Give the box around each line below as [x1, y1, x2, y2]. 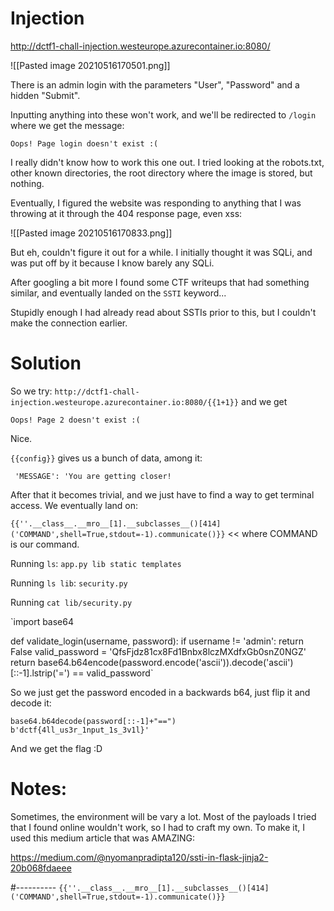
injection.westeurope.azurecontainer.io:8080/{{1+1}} [10, 397, 240, 407]
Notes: [10, 778, 68, 801]
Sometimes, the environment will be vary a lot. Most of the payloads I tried [10, 810, 317, 822]
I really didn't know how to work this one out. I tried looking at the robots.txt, [10, 156, 325, 168]
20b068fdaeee [10, 862, 72, 874]
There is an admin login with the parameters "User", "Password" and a [10, 78, 300, 91]
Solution [10, 352, 82, 375]
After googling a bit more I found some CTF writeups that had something [10, 276, 310, 288]
